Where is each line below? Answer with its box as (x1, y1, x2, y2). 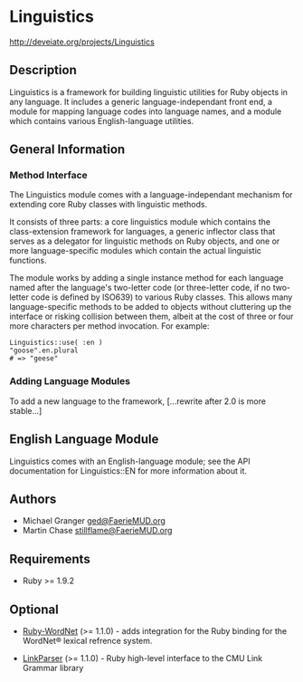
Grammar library (22, 662, 84, 673)
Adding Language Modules (9, 375, 131, 388)
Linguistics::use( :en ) (9, 338, 103, 348)
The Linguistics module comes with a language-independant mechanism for (9, 189, 293, 200)
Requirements (9, 551, 90, 567)
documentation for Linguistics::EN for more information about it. (9, 465, 247, 476)
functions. (9, 255, 47, 266)
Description (9, 62, 77, 78)
